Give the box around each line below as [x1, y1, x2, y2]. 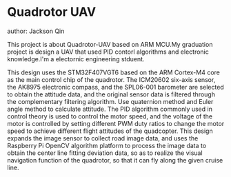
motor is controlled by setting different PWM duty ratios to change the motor [7, 119, 225, 127]
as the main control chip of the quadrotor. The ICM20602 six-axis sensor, [7, 75, 216, 83]
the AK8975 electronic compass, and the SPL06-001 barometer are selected [7, 83, 224, 91]
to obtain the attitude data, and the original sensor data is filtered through [7, 90, 216, 98]
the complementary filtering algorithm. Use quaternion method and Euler [7, 97, 214, 105]
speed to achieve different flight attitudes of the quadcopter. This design [7, 127, 213, 135]
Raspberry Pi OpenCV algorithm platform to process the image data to [7, 141, 207, 149]
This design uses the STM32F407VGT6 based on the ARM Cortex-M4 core [7, 68, 221, 76]
